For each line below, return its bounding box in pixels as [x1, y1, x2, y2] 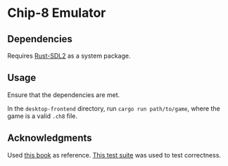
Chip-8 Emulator [7, 5, 106, 21]
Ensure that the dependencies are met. [7, 90, 120, 99]
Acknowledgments [7, 132, 93, 144]
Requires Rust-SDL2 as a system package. [7, 51, 131, 60]
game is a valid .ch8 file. [7, 111, 78, 120]
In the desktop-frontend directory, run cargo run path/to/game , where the [7, 104, 220, 113]
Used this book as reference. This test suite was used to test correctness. [7, 151, 222, 159]
